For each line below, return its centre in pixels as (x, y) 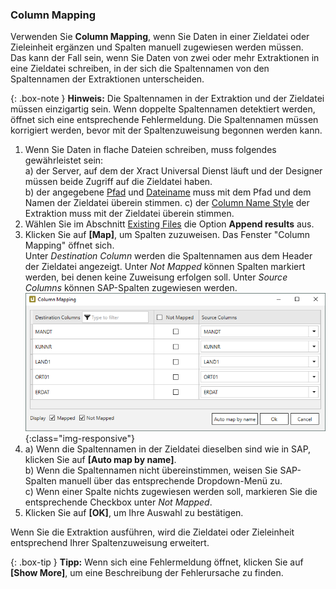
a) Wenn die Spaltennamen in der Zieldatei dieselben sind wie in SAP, (168, 449)
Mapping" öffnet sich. (69, 245)
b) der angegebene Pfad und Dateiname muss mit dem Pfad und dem (168, 192)
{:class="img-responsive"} (79, 438)
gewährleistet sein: (64, 160)
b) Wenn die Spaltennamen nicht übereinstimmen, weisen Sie (151, 470)
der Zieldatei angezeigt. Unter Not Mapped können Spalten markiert (165, 267)
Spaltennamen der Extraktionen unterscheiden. (107, 79)
